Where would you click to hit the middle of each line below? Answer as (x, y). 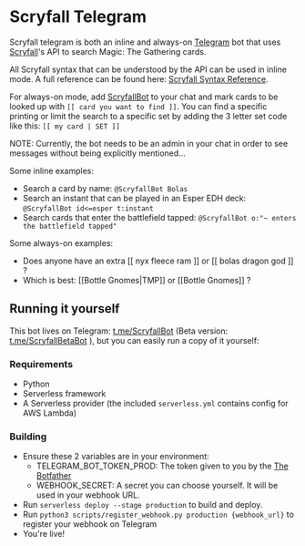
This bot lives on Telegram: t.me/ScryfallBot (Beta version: (119, 331)
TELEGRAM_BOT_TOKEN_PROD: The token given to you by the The (163, 466)
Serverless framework (64, 394)
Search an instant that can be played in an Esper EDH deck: (134, 198)
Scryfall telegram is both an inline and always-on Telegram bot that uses (145, 42)
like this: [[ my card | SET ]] (65, 126)
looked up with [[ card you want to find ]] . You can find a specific (138, 106)
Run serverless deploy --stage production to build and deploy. (142, 505)
